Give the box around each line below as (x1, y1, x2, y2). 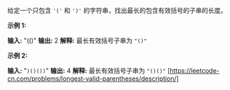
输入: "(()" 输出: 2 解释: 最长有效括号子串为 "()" (7, 36, 147, 45)
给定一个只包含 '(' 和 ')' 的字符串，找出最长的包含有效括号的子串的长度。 (7, 6, 227, 14)
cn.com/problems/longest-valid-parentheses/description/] (7, 74, 179, 83)
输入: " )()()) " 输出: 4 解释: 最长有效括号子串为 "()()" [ (7, 67, 170, 74)
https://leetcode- (169, 67, 219, 74)
